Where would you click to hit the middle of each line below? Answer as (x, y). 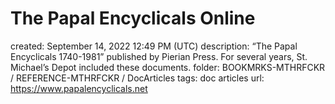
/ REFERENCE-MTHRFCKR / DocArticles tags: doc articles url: (137, 78)
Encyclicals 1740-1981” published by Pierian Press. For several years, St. (159, 56)
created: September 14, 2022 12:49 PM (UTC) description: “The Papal (154, 46)
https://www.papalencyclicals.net (79, 88)
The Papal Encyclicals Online (133, 18)
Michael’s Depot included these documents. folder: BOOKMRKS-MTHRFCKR (168, 67)
